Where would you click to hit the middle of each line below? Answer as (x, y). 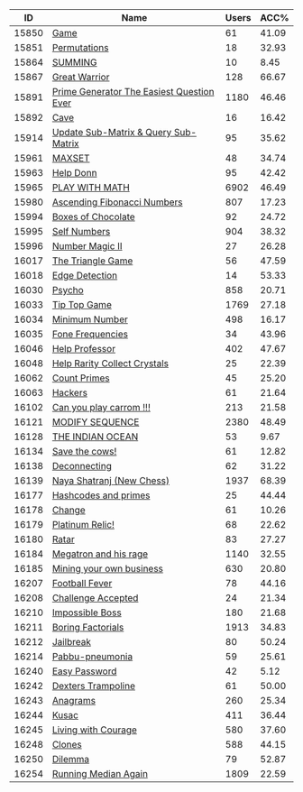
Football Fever (82, 583)
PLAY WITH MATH (91, 187)
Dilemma (71, 759)
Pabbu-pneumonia (92, 656)
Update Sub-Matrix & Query (112, 132)
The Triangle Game (92, 261)
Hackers (70, 393)
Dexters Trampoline (93, 686)
